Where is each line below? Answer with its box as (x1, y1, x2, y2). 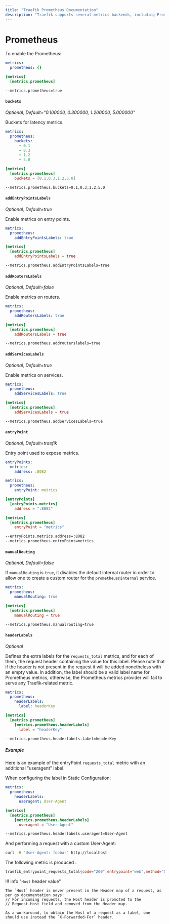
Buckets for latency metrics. (5, 119, 64, 126)
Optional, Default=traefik (5, 440, 57, 446)
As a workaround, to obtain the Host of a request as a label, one (5, 910, 151, 915)
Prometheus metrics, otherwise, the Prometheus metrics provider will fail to (5, 674, 163, 680)
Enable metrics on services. (5, 372, 63, 378)
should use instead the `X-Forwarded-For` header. (5, 915, 114, 920)
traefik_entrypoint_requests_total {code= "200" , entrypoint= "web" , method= (5, 869, 162, 874)
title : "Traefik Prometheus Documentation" (5, 7, 99, 13)
